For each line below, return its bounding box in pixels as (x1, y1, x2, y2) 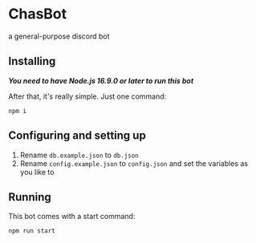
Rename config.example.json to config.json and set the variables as (19, 158, 249, 168)
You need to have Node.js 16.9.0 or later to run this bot (8, 75, 194, 85)
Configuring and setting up (8, 129, 146, 143)
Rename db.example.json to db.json (19, 150, 139, 160)
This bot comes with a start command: (8, 212, 136, 221)
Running (8, 190, 52, 204)
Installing (8, 55, 56, 68)
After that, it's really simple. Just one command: (8, 91, 167, 101)
